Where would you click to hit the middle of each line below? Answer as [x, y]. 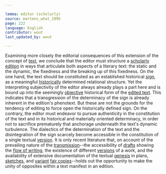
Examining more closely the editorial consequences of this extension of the [82, 56]
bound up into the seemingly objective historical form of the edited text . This [83, 92]
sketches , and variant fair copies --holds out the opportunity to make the [79, 161]
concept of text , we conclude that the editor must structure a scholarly [77, 61]
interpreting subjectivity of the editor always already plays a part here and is [83, 87]
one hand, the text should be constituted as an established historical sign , [81, 77]
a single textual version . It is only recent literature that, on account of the [79, 140]
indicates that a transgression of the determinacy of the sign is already [77, 98]
